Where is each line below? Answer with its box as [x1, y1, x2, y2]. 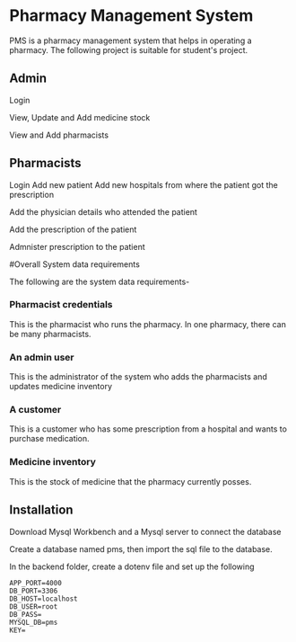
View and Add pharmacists [9, 129, 109, 140]
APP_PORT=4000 [9, 578, 63, 587]
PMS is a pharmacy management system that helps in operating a [9, 35, 253, 46]
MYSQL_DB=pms [9, 618, 58, 627]
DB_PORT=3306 [9, 586, 58, 595]
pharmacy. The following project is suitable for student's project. [9, 44, 248, 55]
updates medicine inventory [9, 381, 113, 392]
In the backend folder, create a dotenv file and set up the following [9, 561, 255, 572]
